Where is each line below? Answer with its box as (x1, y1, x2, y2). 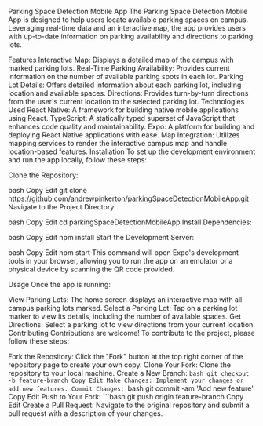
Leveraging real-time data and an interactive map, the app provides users (8, 24, 246, 32)
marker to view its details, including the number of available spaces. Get (8, 311, 242, 321)
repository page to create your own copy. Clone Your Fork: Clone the (8, 360, 232, 370)
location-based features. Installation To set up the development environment (8, 147, 256, 156)
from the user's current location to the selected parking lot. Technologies (8, 97, 245, 106)
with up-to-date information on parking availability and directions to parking (8, 31, 254, 41)
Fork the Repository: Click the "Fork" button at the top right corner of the (8, 352, 243, 361)
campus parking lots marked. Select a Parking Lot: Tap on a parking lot (8, 304, 238, 312)
